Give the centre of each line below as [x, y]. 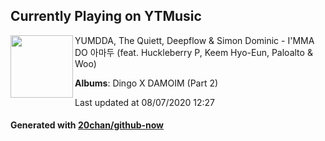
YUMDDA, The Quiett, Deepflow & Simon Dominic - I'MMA [194, 40]
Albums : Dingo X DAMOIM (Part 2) [146, 83]
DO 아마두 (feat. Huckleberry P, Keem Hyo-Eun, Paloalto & [193, 52]
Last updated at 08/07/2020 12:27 [144, 102]
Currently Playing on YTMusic [106, 16]
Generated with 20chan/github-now [87, 125]
